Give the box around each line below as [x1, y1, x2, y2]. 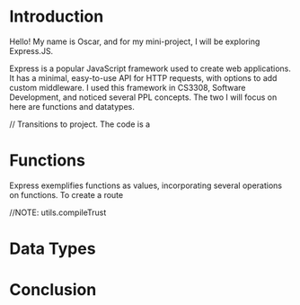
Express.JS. [9, 45, 54, 56]
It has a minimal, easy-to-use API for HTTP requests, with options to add [9, 72, 278, 83]
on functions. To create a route [9, 189, 124, 200]
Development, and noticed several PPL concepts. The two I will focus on [9, 92, 278, 103]
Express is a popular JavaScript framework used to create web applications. [9, 63, 292, 74]
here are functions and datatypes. [9, 101, 135, 112]
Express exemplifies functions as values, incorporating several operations [9, 180, 283, 191]
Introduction [9, 6, 104, 27]
